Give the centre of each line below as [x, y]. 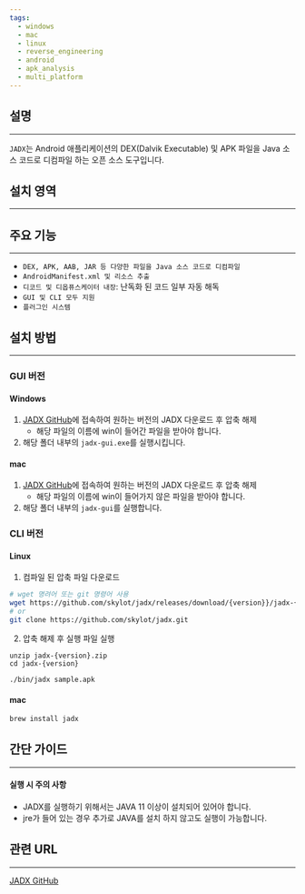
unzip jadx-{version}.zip [58, 656]
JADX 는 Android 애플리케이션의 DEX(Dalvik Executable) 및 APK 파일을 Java [145, 148]
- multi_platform [50, 77]
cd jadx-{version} [44, 663]
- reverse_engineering [60, 52]
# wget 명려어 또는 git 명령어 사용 [69, 595]
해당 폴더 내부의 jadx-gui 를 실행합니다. [92, 508]
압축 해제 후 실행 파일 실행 [69, 638]
